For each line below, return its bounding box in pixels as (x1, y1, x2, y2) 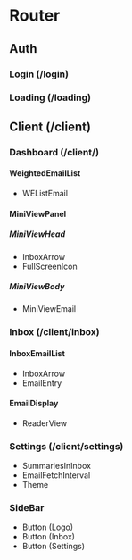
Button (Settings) (21, 541, 86, 552)
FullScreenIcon (21, 261, 78, 272)
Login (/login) (9, 68, 70, 80)
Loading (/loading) (9, 91, 92, 104)
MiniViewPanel (9, 208, 67, 219)
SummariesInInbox (21, 461, 92, 472)
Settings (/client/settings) (9, 439, 124, 452)
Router (9, 5, 61, 26)
